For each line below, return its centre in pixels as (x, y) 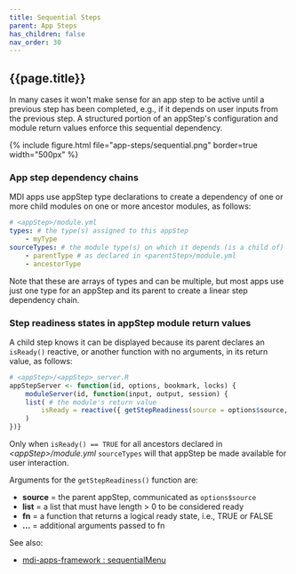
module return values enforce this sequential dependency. (116, 128)
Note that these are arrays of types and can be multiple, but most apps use (147, 281)
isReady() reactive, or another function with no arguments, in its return (139, 351)
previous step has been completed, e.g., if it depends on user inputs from (144, 109)
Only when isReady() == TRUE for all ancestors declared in (116, 444)
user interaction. (39, 463)
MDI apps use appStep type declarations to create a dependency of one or (146, 197)
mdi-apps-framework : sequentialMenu (94, 560)
